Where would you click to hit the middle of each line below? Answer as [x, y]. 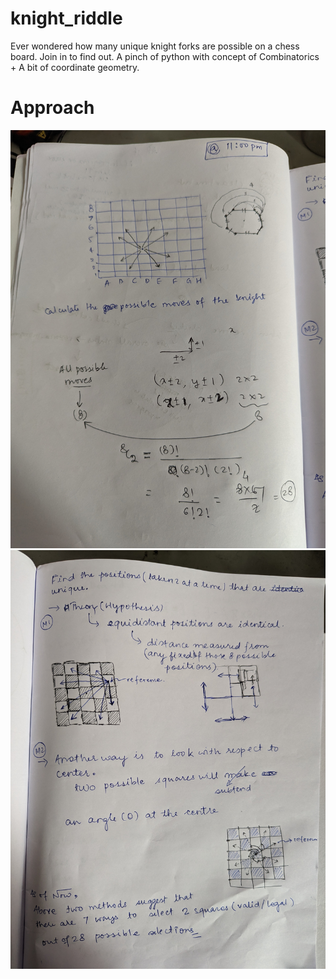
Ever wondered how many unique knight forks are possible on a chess [155, 46]
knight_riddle [66, 18]
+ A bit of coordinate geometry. [75, 67]
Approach [52, 108]
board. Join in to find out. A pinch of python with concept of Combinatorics [165, 56]
